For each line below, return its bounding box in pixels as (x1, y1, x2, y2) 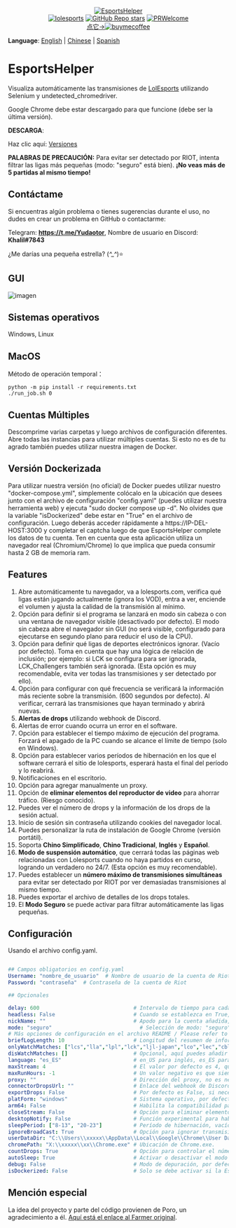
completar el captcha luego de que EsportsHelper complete (48, 526, 221, 534)
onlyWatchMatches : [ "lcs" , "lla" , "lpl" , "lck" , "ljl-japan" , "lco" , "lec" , (8, 1044, 218, 1051)
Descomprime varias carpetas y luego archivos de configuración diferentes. (8, 428, 228, 436)
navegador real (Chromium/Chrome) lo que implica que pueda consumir (8, 540, 216, 550)
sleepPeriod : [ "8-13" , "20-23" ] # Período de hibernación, (8, 1121, 212, 1128)
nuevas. (18, 707, 41, 715)
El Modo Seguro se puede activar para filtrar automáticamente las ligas (18, 900, 224, 908)
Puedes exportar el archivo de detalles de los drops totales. (18, 892, 190, 901)
